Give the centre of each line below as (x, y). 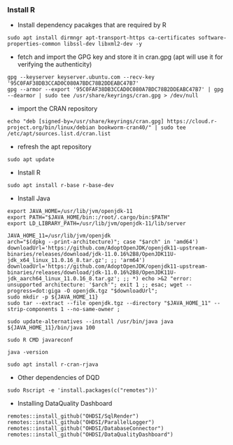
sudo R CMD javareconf (40, 340)
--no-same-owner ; (93, 310)
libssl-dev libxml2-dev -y (103, 44)
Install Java (34, 198)
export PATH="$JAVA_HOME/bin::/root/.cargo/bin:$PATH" (89, 218)
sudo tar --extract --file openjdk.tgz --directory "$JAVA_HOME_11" (109, 303)
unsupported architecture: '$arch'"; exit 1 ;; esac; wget (95, 285)
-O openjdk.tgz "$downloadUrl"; (111, 291)
